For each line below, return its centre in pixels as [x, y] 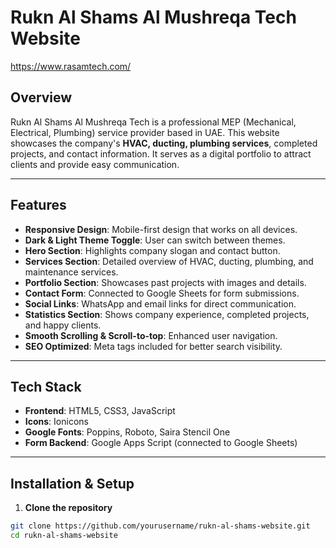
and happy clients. [63, 325]
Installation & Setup [72, 483]
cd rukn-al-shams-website [64, 536]
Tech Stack [46, 386]
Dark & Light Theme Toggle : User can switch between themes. [155, 240]
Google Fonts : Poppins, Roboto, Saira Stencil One [127, 432]
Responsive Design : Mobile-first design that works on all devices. [161, 229]
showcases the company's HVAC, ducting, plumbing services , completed [164, 143]
